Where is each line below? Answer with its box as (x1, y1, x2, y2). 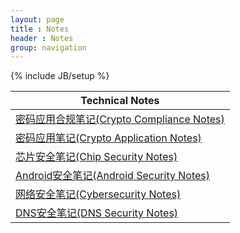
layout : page (10, 14, 65, 25)
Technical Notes (80, 94, 160, 108)
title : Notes (10, 24, 70, 34)
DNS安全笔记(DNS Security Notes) (15, 206, 179, 220)
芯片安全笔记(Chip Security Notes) (15, 150, 178, 164)
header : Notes (10, 33, 74, 43)
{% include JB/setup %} (10, 70, 110, 82)
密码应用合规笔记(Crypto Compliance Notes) (15, 112, 225, 126)
